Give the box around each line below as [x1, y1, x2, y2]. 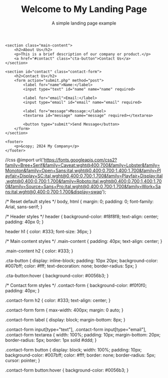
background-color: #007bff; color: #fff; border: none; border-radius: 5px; [5, 352, 156, 358]
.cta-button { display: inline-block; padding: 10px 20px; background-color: [5, 257, 158, 263]
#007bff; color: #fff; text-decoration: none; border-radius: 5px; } [5, 263, 137, 269]
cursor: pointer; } [5, 357, 40, 363]
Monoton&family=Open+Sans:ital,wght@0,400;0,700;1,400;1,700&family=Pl [5, 167, 161, 173]
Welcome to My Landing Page [20, 4, 147, 15]
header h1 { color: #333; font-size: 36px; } [5, 228, 92, 234]
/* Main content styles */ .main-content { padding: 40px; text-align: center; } [5, 238, 162, 244]
